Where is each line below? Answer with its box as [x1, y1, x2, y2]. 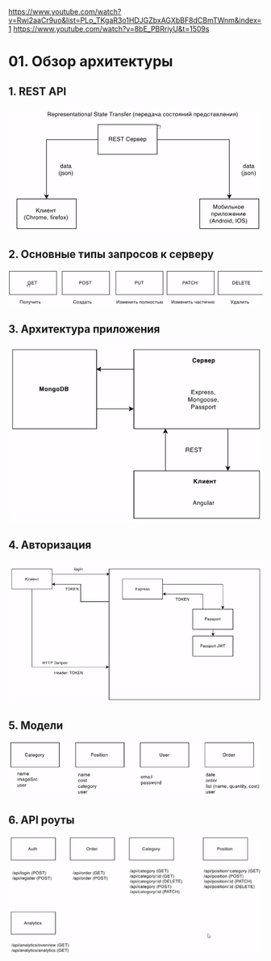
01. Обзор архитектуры [8, 53, 173, 71]
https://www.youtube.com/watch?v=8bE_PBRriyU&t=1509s [13, 24, 210, 33]
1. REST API [8, 84, 67, 98]
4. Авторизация [8, 538, 92, 552]
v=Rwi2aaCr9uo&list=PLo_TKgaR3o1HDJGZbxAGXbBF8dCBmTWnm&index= [8, 15, 262, 25]
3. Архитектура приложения [8, 323, 161, 337]
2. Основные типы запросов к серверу [8, 248, 215, 261]
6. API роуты [8, 813, 75, 828]
